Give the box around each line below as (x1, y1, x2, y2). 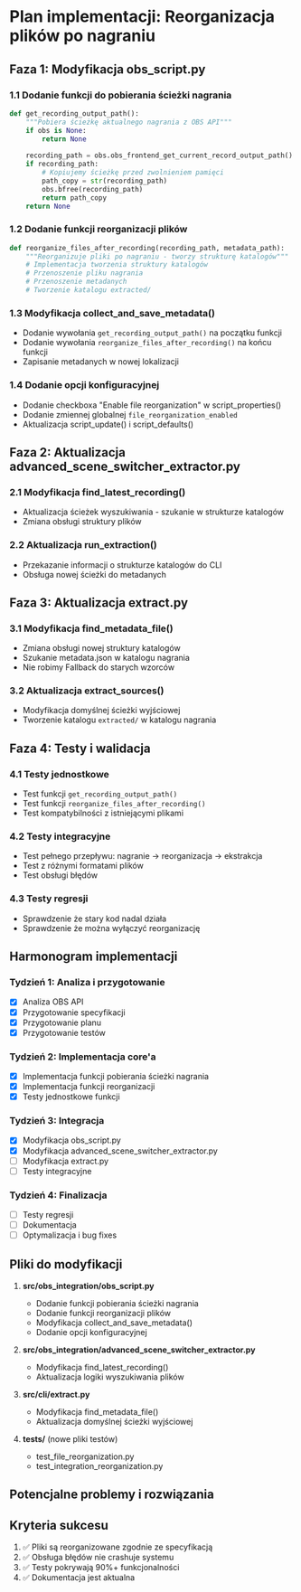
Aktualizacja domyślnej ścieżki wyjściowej (35, 1417, 193, 1427)
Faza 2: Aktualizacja (9, 445, 127, 460)
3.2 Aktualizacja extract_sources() (9, 684, 165, 697)
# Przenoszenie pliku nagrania (25, 268, 144, 278)
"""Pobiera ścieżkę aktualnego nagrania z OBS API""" (25, 118, 232, 127)
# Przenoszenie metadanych (25, 278, 127, 287)
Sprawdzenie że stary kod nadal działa (22, 913, 167, 924)
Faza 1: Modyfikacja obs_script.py (9, 61, 206, 77)
